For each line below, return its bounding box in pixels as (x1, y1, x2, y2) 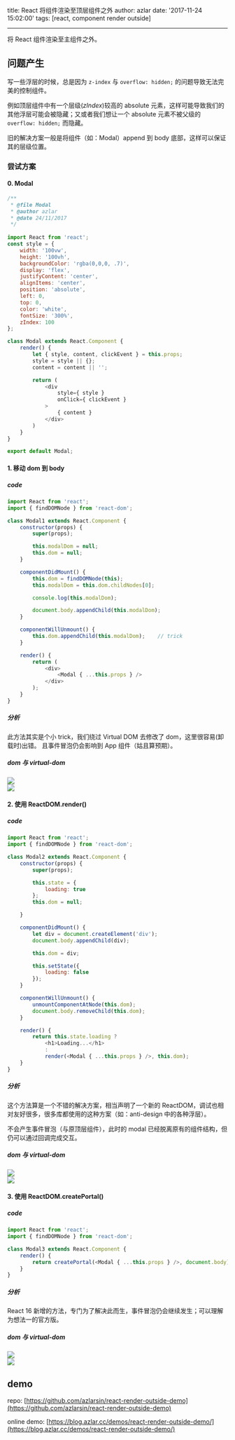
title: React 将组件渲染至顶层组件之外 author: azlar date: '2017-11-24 (7, 6, 203, 14)
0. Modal (7, 179, 34, 188)
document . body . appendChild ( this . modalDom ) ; (32, 607, 161, 614)
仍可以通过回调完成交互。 (7, 1133, 81, 1141)
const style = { (7, 240, 55, 247)
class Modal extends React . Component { (7, 338, 124, 345)
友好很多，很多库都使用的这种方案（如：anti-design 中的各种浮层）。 (13, 1110, 211, 1118)
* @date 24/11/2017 (10, 215, 68, 222)
